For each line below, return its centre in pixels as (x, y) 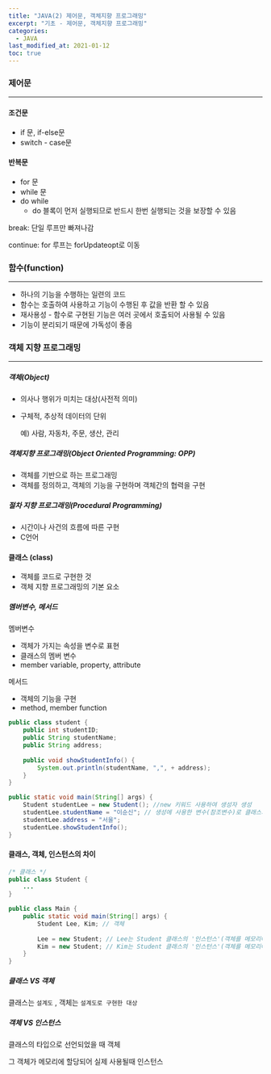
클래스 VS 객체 (31, 980)
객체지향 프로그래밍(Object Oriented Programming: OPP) (102, 453)
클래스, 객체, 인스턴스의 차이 (52, 854)
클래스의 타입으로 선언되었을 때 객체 (65, 1045)
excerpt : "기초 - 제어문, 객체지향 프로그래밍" (78, 23)
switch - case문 (46, 142)
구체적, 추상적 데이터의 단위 (63, 416)
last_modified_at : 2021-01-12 (59, 46)
